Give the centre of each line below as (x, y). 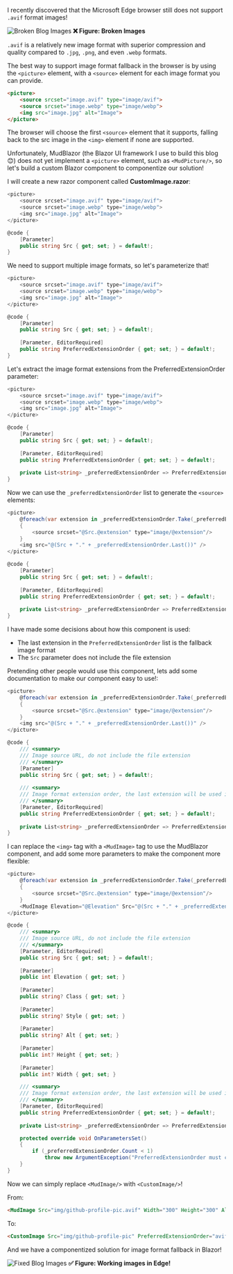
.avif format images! (37, 17)
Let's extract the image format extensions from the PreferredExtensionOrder (116, 369)
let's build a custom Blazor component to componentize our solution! (106, 168)
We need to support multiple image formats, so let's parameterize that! (108, 266)
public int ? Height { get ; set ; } (69, 1055)
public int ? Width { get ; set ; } (68, 1074)
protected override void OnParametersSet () (84, 1138)
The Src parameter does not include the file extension (94, 658)
